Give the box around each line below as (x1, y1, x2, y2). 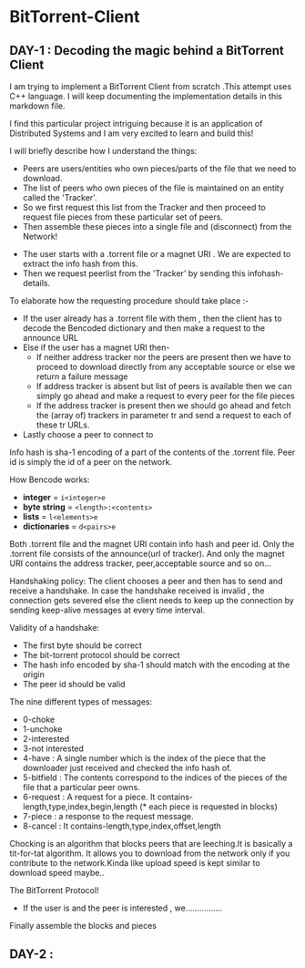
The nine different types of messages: (9, 696, 153, 707)
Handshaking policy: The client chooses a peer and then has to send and (9, 576, 283, 586)
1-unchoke (22, 724, 63, 735)
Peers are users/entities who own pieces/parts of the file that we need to (22, 163, 297, 174)
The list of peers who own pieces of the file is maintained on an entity (22, 182, 285, 193)
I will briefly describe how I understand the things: (9, 146, 198, 156)
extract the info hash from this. (22, 258, 138, 269)
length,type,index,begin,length (22, 801, 138, 812)
